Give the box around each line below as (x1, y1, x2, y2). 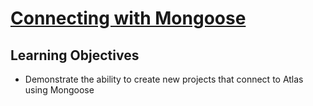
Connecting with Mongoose (10, 7, 247, 30)
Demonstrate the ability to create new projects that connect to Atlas (24, 73, 304, 85)
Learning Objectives (10, 47, 140, 64)
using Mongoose (24, 84, 95, 96)
